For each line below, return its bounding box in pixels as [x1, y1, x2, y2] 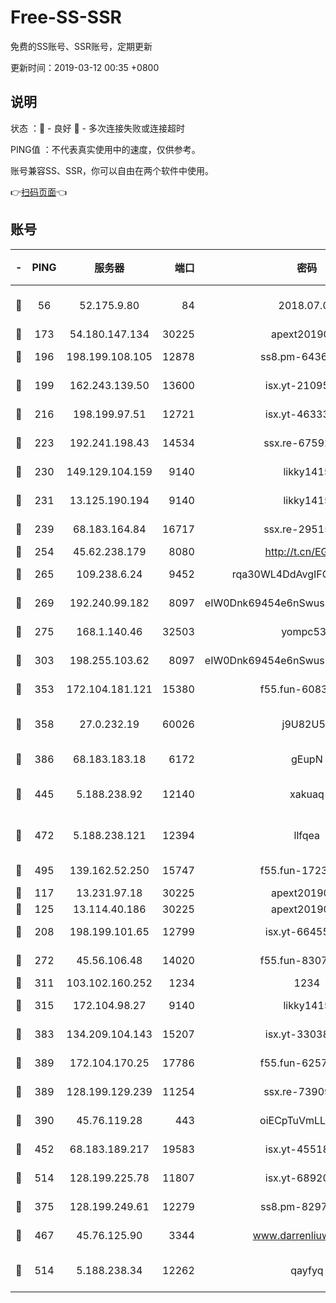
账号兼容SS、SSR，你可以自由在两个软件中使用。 [10, 164, 214, 176]
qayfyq [290, 1263, 324, 1277]
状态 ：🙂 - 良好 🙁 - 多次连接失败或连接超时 [10, 122, 185, 134]
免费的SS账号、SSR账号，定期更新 [10, 40, 153, 52]
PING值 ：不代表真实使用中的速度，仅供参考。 [10, 143, 201, 155]
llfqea [293, 828, 321, 842]
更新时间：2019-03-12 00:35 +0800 [10, 61, 160, 73]
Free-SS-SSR [10, 6, 122, 29]
